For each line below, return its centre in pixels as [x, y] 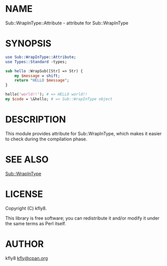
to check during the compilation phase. [46, 139]
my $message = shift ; [37, 76]
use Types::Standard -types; [36, 62]
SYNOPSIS [29, 43]
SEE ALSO [27, 159]
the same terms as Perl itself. [36, 223]
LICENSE [24, 194]
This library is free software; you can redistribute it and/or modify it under [82, 218]
